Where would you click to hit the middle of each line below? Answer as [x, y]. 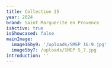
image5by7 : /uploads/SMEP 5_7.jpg [54, 50]
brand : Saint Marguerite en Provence [53, 22]
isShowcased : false [30, 34]
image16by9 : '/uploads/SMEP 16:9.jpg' [60, 45]
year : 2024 [20, 17]
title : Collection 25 [33, 12]
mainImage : [20, 39]
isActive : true [25, 28]
